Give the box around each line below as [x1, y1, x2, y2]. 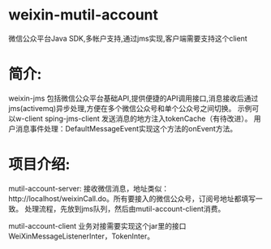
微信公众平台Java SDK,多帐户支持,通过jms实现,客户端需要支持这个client [8, 33, 247, 43]
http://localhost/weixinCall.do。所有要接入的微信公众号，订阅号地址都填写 [8, 193, 256, 204]
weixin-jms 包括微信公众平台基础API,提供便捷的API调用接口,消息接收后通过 [8, 93, 259, 103]
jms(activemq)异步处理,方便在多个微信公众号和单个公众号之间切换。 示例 [8, 103, 252, 113]
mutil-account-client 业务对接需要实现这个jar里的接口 [8, 221, 187, 230]
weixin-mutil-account [8, 6, 159, 24]
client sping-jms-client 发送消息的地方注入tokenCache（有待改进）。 [24, 114, 252, 123]
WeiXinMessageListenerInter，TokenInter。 [8, 231, 155, 241]
